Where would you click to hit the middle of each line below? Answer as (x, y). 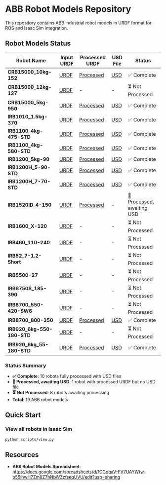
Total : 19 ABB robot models (40, 400)
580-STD (19, 151)
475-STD (19, 137)
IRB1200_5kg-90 (28, 159)
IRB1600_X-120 (27, 226)
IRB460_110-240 (29, 243)
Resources (22, 455)
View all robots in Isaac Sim (39, 429)
